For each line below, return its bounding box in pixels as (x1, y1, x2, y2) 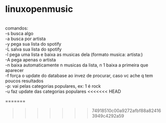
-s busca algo (5, 30, 34, 36)
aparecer (5, 67, 24, 73)
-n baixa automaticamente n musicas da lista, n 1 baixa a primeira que (5, 62, 149, 68)
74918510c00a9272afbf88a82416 (92, 108, 161, 114)
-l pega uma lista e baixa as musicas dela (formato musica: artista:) (5, 51, 143, 58)
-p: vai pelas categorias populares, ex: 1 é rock (5, 83, 101, 89)
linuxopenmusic (5, 3, 73, 15)
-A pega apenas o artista (5, 57, 56, 62)
